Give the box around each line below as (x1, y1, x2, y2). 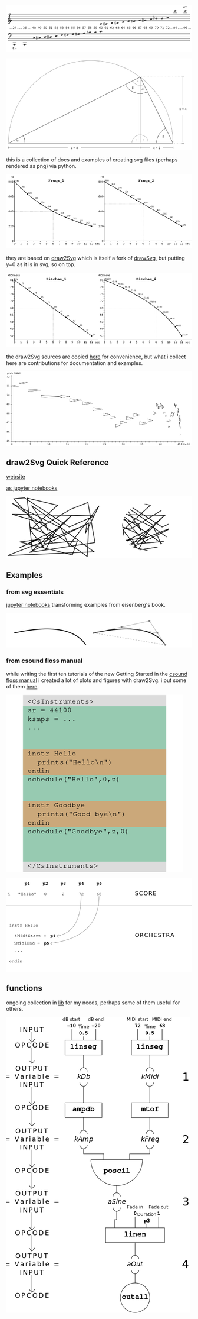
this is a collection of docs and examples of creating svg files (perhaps (6, 156, 178, 163)
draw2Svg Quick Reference (6, 457, 109, 467)
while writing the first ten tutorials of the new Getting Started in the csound (6, 670, 187, 677)
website (6, 473, 25, 480)
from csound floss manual (6, 657, 82, 665)
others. (6, 1005, 24, 1012)
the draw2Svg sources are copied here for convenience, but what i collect (6, 353, 186, 360)
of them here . (6, 683, 39, 690)
